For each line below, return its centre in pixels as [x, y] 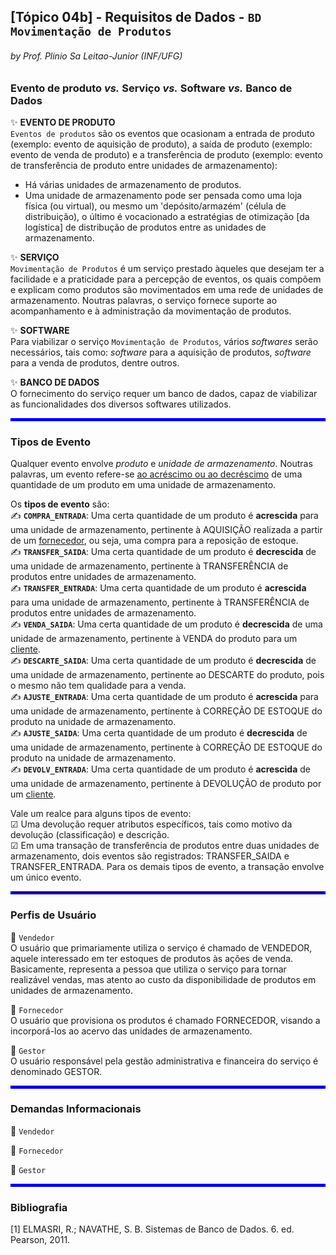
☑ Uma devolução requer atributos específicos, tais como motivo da [151, 824]
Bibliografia [39, 1207]
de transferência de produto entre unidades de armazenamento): [144, 165]
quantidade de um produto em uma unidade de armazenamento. [143, 485]
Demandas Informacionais [76, 1109]
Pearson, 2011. [40, 1240]
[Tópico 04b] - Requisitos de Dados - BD [136, 17]
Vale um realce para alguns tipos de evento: [101, 814]
